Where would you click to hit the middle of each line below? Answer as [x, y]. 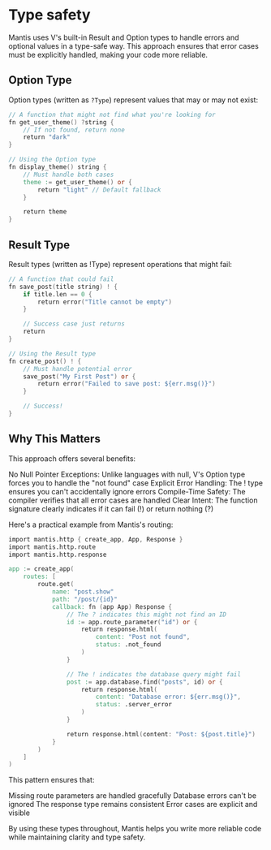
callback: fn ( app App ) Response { [112, 606]
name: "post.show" [83, 592]
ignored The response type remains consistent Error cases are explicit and [133, 805]
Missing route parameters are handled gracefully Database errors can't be [133, 796]
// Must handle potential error [77, 369]
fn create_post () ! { [45, 361]
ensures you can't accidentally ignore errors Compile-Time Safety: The [127, 491]
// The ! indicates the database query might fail [154, 674]
